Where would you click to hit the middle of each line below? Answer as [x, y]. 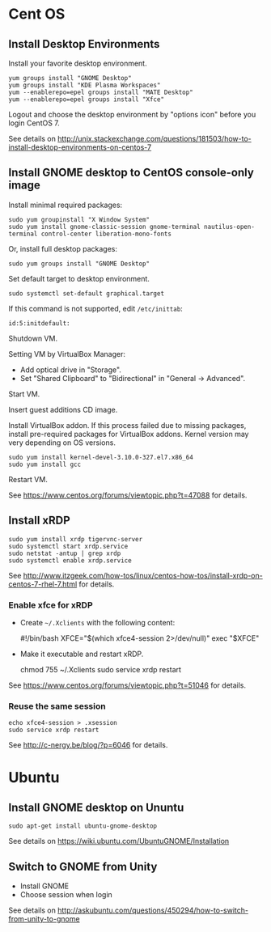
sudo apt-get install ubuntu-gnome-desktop [83, 826]
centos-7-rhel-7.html [43, 584]
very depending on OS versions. [62, 443]
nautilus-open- [229, 227]
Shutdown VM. [33, 338]
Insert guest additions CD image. [63, 409]
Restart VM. [28, 479]
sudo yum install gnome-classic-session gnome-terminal [104, 227]
